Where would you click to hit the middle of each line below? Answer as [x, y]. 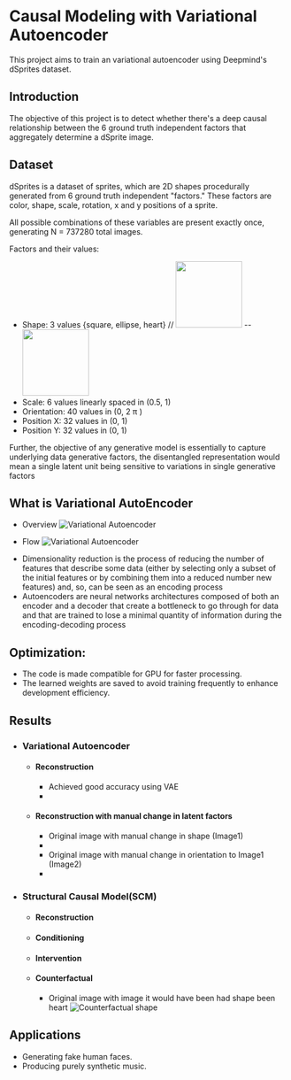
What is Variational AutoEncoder [101, 503]
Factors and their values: [54, 249]
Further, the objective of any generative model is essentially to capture [138, 447]
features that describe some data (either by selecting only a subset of [149, 568]
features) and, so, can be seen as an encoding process [123, 587]
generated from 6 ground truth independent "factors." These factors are [141, 196]
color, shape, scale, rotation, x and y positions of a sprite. [114, 204]
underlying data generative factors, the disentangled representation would [145, 457]
